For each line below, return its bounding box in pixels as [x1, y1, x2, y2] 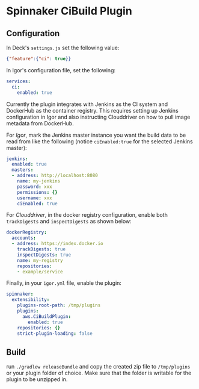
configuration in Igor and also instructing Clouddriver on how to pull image [6, 113, 191, 120]
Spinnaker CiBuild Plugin [6, 4, 132, 18]
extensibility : [11, 297, 50, 303]
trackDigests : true [17, 246, 66, 252]
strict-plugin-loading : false [17, 330, 93, 337]
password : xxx [17, 184, 52, 190]
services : [6, 78, 31, 84]
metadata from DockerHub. [6, 119, 74, 127]
